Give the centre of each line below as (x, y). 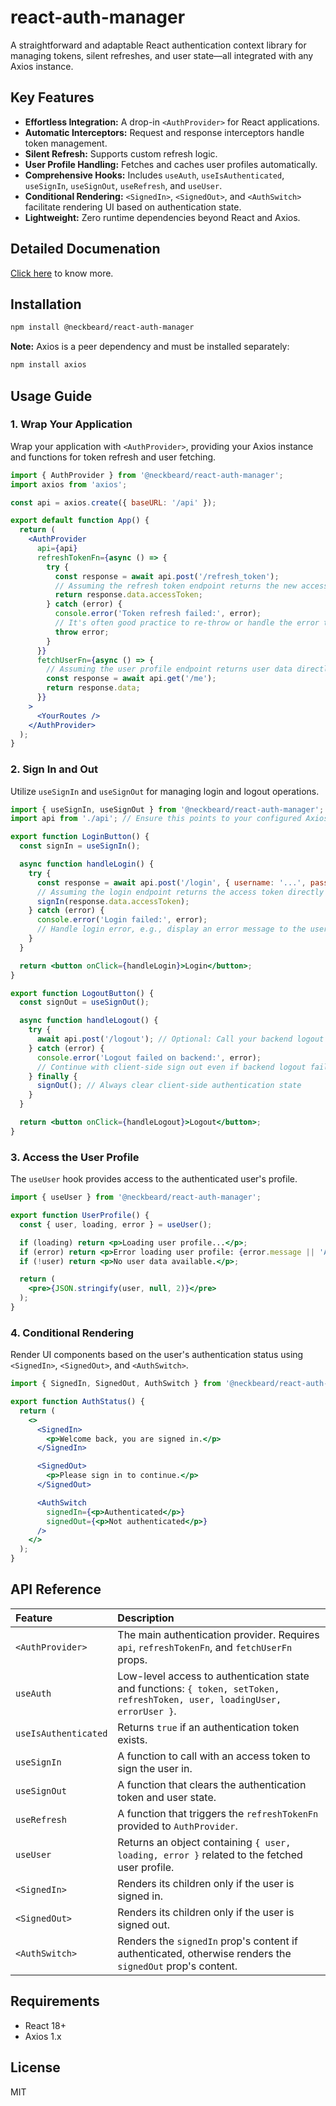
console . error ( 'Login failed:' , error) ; (122, 920)
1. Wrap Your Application (71, 424)
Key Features (52, 97)
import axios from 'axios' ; (69, 484)
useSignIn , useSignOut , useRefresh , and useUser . (123, 185)
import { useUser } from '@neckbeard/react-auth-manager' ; (136, 1197)
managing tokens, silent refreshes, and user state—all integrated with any (162, 55)
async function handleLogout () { (89, 1021)
